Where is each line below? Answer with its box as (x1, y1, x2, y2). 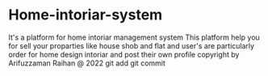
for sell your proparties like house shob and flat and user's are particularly (8, 40, 255, 50)
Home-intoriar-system (8, 6, 163, 24)
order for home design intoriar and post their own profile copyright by (8, 49, 240, 59)
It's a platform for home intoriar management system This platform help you (8, 32, 260, 42)
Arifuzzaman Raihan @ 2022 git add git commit (8, 58, 165, 68)
